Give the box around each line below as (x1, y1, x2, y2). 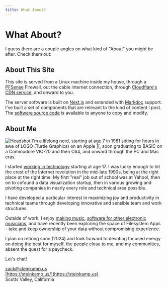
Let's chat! (5, 256, 27, 262)
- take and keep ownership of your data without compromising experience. (5, 226, 160, 232)
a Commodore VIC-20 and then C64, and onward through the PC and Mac (5, 149, 159, 155)
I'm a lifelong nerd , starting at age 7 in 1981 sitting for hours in (31, 138, 159, 144)
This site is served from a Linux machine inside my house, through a (5, 79, 147, 85)
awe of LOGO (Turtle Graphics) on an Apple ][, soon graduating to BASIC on (5, 143, 162, 149)
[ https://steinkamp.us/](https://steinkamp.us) (5, 271, 99, 277)
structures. (5, 206, 28, 212)
